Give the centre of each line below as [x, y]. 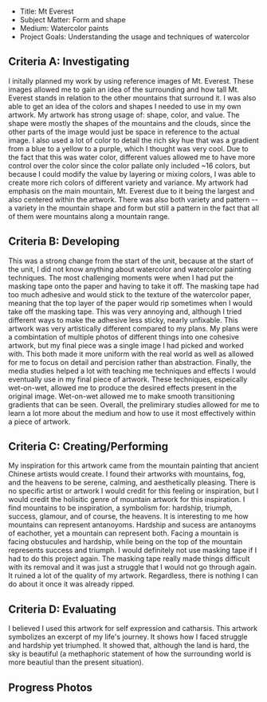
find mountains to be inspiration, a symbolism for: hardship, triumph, [120, 508]
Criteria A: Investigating [69, 62]
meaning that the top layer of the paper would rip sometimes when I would [131, 303]
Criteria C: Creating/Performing [88, 447]
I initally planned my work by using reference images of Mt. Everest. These [131, 80]
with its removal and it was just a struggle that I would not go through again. [133, 567]
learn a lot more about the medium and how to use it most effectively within [132, 413]
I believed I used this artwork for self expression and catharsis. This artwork [133, 629]
